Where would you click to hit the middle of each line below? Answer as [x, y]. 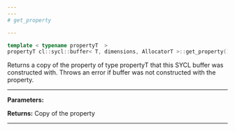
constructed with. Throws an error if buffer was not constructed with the [112, 72]
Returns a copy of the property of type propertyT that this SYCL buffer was [115, 65]
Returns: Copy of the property [51, 114]
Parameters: [26, 100]
